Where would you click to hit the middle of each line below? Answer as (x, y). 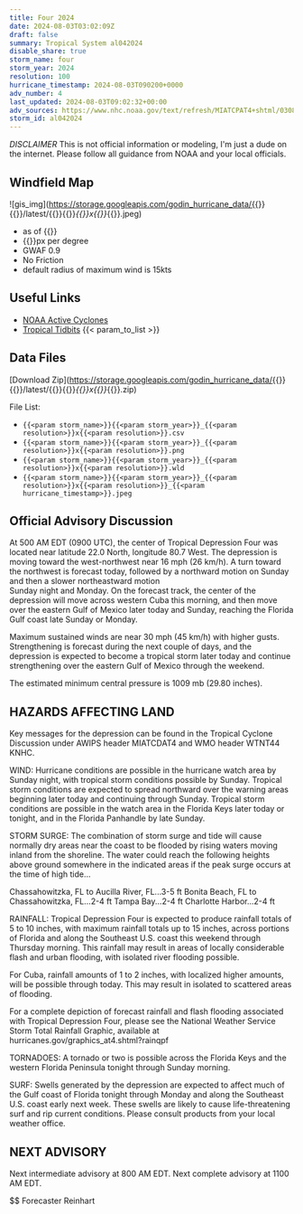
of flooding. (31, 994)
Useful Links (45, 298)
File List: (25, 407)
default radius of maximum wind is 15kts (97, 269)
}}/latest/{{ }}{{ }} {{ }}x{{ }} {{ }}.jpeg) (79, 213)
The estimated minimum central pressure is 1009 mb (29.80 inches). (136, 683)
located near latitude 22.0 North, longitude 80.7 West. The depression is (143, 552)
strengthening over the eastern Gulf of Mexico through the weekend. (137, 666)
